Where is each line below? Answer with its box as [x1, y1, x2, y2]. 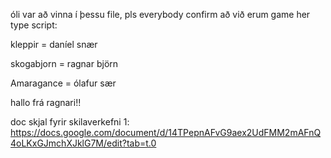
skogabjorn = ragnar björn [10, 58, 119, 69]
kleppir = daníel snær [10, 39, 98, 50]
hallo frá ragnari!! [10, 97, 82, 108]
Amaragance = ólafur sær [10, 77, 117, 89]
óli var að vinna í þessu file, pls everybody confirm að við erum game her [10, 9, 311, 20]
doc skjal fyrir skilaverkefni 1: [10, 116, 130, 128]
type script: [10, 19, 58, 31]
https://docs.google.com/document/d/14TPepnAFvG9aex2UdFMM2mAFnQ [10, 127, 322, 138]
